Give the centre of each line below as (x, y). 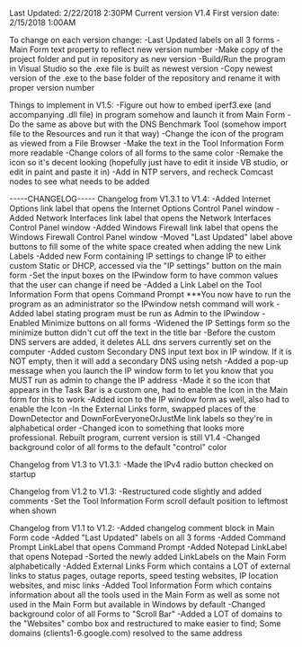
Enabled (25, 323)
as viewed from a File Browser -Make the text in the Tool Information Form (147, 143)
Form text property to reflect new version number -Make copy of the (156, 49)
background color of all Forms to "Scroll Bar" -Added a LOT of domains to (146, 614)
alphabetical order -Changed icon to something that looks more (127, 428)
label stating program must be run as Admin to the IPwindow (148, 313)
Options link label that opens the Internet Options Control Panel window (142, 208)
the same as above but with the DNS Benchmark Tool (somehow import (154, 124)
